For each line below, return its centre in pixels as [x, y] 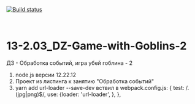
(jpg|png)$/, [30, 94]
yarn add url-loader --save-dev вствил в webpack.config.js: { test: [100, 87]
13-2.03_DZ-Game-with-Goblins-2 [97, 46]
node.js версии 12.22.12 [46, 75]
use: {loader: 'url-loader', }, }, [84, 94]
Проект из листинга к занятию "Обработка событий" [85, 81]
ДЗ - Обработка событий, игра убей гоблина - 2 [70, 63]
